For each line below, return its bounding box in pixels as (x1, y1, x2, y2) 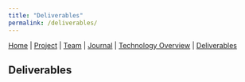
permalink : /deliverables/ (8, 19, 98, 27)
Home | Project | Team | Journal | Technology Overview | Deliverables (8, 40, 237, 50)
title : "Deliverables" (8, 11, 84, 20)
